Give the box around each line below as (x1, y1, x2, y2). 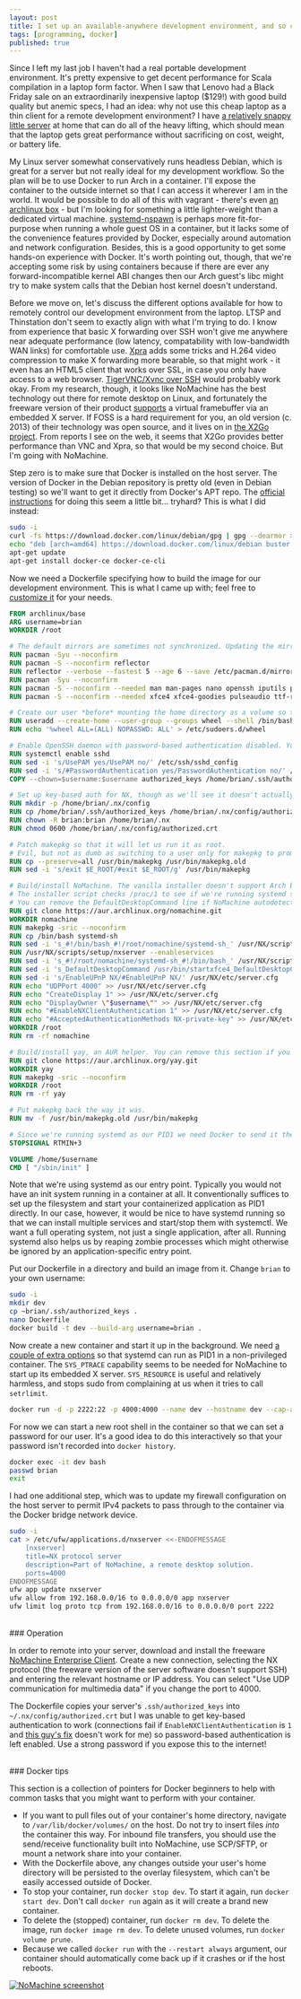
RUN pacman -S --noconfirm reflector (9, 659, 150, 668)
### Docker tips (9, 1766, 69, 1776)
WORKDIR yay (9, 1064, 54, 1073)
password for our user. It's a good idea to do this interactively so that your (9, 1430, 282, 1441)
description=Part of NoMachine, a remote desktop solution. (25, 1560, 254, 1569)
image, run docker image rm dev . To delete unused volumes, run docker (21, 1925, 285, 1934)
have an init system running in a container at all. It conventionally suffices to (9, 1189, 289, 1200)
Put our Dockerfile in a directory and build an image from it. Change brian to (9, 1263, 291, 1274)
